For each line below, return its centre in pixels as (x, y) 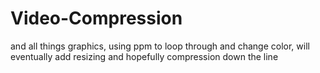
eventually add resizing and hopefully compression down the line (144, 56)
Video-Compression (96, 18)
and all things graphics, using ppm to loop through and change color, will (160, 46)
